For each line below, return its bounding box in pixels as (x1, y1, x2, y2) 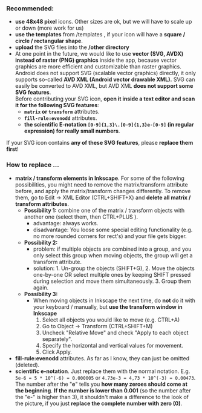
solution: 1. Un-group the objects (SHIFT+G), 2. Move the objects (33, 265, 195, 272)
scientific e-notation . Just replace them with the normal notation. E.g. (15, 368, 191, 375)
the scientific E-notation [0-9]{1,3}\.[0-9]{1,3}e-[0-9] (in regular (24, 121, 195, 128)
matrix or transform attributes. (24, 108, 100, 116)
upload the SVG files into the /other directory (15, 44, 129, 51)
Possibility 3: (24, 290, 58, 297)
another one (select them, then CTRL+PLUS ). (24, 213, 138, 220)
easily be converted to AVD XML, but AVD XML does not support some (15, 82, 194, 90)
